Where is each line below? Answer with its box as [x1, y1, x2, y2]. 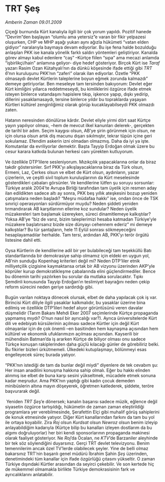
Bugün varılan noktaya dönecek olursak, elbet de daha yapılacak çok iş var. [5, 294, 158, 300]
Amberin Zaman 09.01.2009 [5, 19, 62, 25]
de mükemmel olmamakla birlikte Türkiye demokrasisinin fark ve [5, 466, 135, 472]
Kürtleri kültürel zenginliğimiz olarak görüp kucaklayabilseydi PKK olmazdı [5, 101, 155, 107]
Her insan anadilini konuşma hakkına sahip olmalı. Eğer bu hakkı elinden [5, 367, 151, 373]
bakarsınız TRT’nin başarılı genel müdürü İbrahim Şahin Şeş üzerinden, [5, 451, 148, 457]
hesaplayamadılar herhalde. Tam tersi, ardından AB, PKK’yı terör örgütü [5, 231, 149, 238]
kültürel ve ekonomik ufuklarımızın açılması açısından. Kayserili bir [5, 330, 139, 336]
